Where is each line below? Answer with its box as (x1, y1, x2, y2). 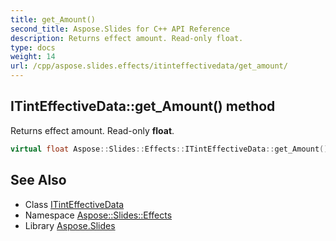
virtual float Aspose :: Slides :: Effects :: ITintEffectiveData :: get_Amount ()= (10, 144, 333, 154)
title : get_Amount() (10, 14, 97, 25)
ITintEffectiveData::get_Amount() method (10, 98, 276, 115)
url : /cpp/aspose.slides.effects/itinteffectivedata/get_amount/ (10, 61, 288, 71)
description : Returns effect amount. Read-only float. (10, 33, 244, 43)
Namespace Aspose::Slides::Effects (24, 209, 173, 221)
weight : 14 (10, 52, 56, 62)
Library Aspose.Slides (24, 219, 116, 231)
